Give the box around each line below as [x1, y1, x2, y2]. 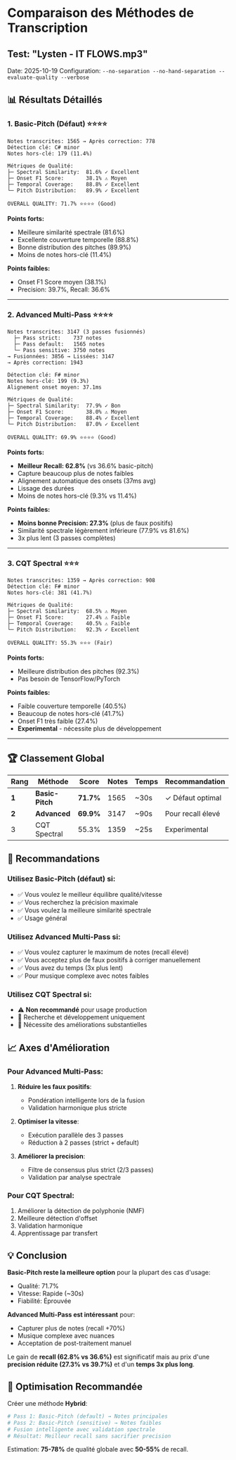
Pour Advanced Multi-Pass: [7, 1066, 104, 1076]
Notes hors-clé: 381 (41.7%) [7, 589, 93, 596]
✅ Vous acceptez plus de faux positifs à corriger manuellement [17, 956, 201, 964]
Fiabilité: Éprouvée [17, 1297, 72, 1305]
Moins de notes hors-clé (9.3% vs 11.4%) [17, 491, 137, 500]
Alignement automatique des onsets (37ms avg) [17, 477, 157, 485]
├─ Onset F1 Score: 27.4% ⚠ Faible [7, 614, 131, 621]
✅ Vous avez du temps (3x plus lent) [17, 964, 124, 972]
